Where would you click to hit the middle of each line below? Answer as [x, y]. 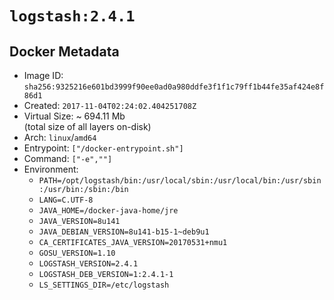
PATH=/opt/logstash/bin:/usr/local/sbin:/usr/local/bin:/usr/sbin [180, 181]
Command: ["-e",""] [68, 158]
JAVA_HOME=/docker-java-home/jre [108, 211]
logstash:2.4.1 [72, 16]
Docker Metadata [64, 51]
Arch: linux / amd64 [60, 137]
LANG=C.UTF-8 [66, 200]
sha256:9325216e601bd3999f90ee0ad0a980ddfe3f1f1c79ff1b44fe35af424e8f [174, 87]
